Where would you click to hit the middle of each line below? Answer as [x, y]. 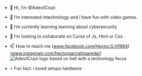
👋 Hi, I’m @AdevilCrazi [33, 8]
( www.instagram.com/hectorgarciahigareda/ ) [56, 53]
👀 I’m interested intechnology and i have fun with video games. [74, 17]
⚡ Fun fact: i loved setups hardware [46, 68]
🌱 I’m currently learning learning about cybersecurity [63, 27]
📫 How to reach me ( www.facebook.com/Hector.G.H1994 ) [70, 46]
